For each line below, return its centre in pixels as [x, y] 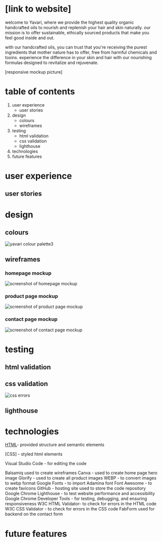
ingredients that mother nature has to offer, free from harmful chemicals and [81, 52]
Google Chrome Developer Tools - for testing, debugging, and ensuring [76, 499]
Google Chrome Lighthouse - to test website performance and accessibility [80, 494]
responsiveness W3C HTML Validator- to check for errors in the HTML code [81, 504]
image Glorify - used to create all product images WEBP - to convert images [81, 478]
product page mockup [32, 296]
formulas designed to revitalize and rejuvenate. [52, 62]
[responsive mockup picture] [34, 72]
